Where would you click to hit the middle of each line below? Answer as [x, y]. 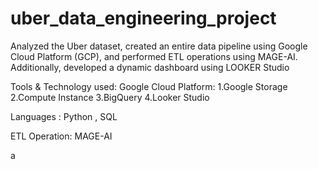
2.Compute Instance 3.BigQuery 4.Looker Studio [110, 97]
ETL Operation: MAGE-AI [61, 136]
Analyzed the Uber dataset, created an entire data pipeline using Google [159, 46]
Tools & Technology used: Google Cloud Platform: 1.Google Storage [149, 86]
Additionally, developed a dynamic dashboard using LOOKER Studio [150, 67]
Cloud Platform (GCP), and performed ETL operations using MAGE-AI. [154, 56]
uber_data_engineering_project [143, 18]
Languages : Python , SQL [64, 116]
